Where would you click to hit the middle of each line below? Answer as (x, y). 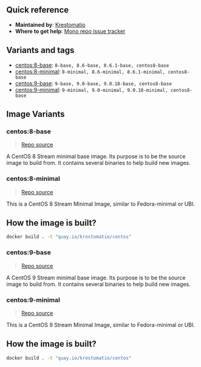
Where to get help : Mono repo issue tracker (70, 31)
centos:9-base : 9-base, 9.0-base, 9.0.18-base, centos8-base (93, 83)
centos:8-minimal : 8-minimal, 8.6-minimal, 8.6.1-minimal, (90, 71)
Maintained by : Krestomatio (50, 24)
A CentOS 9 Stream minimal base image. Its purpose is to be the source (96, 278)
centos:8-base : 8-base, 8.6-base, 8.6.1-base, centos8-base (92, 65)
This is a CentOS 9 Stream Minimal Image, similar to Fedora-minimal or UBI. (101, 324)
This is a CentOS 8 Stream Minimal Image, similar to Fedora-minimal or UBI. (101, 204)
